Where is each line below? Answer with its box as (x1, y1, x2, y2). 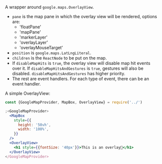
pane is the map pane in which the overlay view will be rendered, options (12, 14, 157, 19)
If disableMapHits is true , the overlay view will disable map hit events (12, 61, 151, 66)
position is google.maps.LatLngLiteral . (12, 50, 91, 56)
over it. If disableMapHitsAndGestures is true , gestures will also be (12, 65, 144, 71)
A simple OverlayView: (5, 90, 51, 96)
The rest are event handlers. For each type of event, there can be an (12, 76, 149, 82)
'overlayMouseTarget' (19, 45, 63, 50)
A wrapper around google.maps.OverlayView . (5, 4, 94, 10)
